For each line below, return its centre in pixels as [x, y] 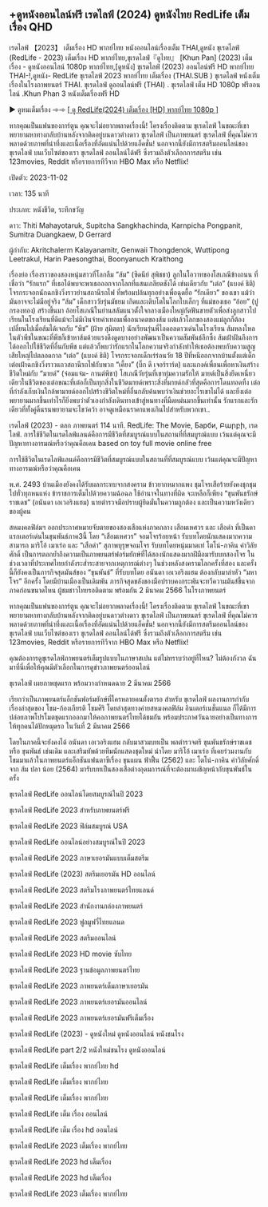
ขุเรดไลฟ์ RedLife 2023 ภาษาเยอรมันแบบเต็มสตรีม [79, 858]
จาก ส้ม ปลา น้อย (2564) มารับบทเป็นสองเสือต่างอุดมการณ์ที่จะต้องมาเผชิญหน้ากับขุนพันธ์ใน [130, 769]
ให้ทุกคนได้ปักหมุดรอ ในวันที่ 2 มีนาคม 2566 [70, 726]
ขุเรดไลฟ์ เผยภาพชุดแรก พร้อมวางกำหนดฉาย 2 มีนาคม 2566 [90, 683]
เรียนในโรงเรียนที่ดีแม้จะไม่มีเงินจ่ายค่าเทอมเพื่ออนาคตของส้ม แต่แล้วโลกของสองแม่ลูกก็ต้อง [127, 319]
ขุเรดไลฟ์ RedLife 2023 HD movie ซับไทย [71, 954]
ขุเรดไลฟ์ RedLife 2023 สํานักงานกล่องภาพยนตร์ [76, 906]
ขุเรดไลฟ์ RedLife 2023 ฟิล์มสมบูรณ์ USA [69, 826]
